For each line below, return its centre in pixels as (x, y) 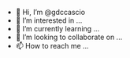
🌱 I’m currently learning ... (58, 29)
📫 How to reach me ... (52, 46)
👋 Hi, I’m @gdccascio (50, 12)
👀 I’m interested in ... (49, 20)
